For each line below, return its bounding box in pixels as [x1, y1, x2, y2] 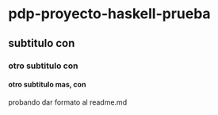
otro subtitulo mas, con [8, 80, 86, 90]
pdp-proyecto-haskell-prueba [8, 5, 212, 23]
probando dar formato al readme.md [8, 97, 128, 107]
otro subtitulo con [8, 60, 78, 71]
